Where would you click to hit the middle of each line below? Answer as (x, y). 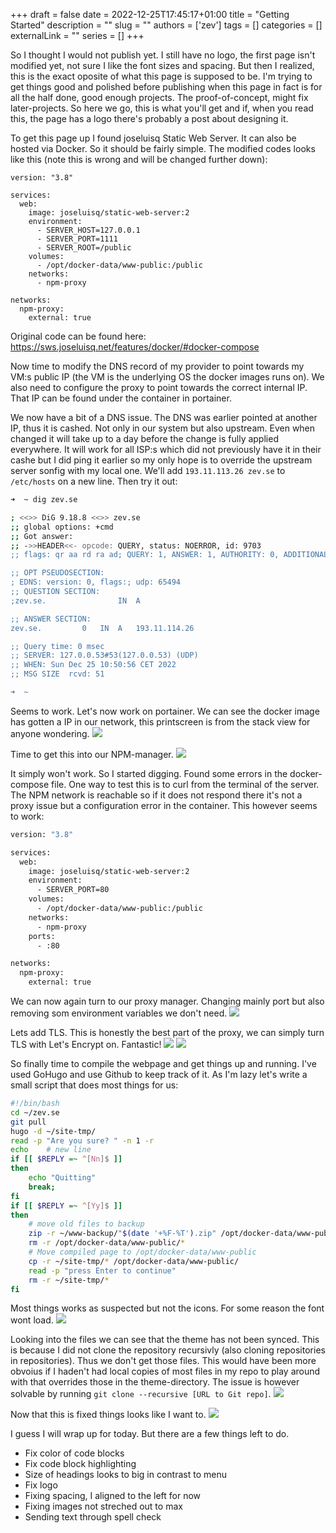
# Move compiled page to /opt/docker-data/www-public (142, 1252)
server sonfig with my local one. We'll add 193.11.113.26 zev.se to (148, 470)
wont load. (32, 1320)
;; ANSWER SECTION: (51, 619)
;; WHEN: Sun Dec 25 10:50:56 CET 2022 (93, 665)
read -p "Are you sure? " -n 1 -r (82, 1140)
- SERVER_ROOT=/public (84, 248)
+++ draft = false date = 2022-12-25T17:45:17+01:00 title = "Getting (150, 14)
